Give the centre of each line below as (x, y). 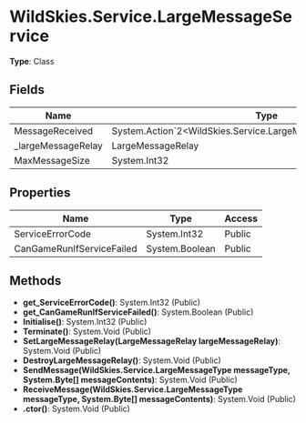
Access (241, 218)
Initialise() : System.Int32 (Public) (85, 322)
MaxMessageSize (52, 160)
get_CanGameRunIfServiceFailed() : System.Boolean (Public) (138, 312)
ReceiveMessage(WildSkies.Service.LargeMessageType (133, 389)
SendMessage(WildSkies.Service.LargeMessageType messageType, (156, 370)
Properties (40, 193)
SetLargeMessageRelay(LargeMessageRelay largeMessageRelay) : (151, 341)
